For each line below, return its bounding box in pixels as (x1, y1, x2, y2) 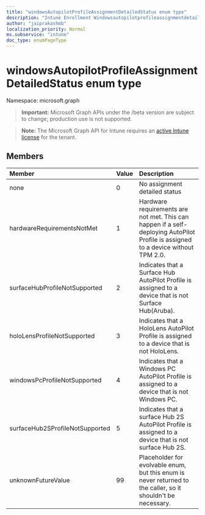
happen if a (139, 220, 172, 228)
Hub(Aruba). (139, 306, 175, 315)
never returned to (139, 476, 189, 484)
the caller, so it (139, 483, 181, 492)
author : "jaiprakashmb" (6, 20, 67, 26)
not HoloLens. (139, 346, 179, 355)
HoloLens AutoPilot (139, 324, 194, 332)
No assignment (139, 180, 183, 188)
